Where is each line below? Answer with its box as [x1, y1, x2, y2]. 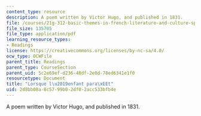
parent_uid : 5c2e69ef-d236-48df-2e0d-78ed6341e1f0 [6, 70, 135, 76]
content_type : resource [6, 8, 66, 15]
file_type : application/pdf [6, 31, 77, 37]
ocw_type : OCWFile [6, 53, 52, 59]
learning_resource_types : [6, 36, 71, 42]
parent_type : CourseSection [6, 64, 77, 71]
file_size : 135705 [6, 25, 52, 32]
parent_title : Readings [6, 59, 66, 65]
